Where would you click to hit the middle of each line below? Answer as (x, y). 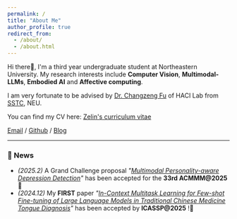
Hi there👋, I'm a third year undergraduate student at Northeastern (102, 67)
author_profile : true (39, 27)
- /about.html (34, 47)
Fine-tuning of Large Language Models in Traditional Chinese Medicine (121, 201)
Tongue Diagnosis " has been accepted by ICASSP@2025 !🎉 (105, 208)
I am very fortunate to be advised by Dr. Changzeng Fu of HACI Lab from (113, 95)
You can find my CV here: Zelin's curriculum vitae (79, 117)
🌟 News (20, 155)
